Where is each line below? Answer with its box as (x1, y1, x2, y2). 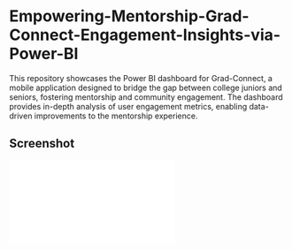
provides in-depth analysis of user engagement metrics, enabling (9, 101, 248, 111)
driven (9, 110, 33, 121)
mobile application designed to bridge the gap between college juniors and (9, 82, 283, 93)
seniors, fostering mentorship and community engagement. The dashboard (9, 91, 283, 102)
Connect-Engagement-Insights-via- (9, 25, 281, 45)
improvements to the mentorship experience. (34, 110, 198, 121)
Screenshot (9, 136, 75, 151)
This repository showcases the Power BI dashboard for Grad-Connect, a (9, 72, 273, 83)
